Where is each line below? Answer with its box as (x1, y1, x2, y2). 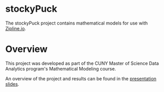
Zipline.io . (5, 25, 26, 31)
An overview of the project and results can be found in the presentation (5, 75, 157, 82)
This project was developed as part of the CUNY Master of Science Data (5, 60, 159, 66)
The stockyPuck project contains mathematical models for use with (5, 20, 148, 26)
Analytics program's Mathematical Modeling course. (5, 65, 116, 72)
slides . (5, 81, 20, 87)
